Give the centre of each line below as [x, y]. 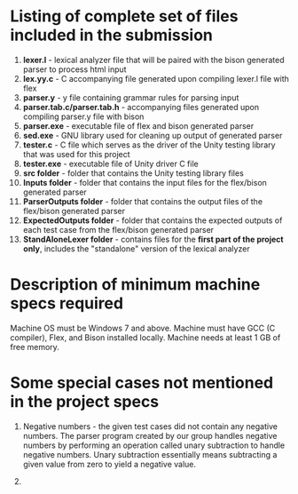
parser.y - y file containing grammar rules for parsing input [131, 97]
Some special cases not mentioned [142, 383]
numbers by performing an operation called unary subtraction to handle [154, 445]
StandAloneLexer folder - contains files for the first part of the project [153, 239]
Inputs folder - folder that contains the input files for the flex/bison [145, 182]
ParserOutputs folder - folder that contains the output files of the [143, 201]
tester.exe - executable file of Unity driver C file [110, 163]
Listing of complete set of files [124, 16]
